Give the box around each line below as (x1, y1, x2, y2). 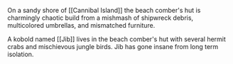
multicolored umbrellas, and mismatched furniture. (7, 21, 156, 29)
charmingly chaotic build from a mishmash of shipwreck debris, (7, 14, 194, 22)
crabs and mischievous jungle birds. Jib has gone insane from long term (7, 43, 219, 50)
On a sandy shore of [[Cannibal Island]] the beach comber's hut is (7, 6, 201, 14)
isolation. (7, 50, 34, 58)
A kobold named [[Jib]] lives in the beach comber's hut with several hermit (7, 35, 226, 43)
